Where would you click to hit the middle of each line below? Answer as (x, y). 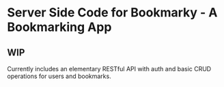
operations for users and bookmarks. (59, 76)
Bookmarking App (59, 27)
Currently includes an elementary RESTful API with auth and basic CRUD (109, 69)
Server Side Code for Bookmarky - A (112, 13)
